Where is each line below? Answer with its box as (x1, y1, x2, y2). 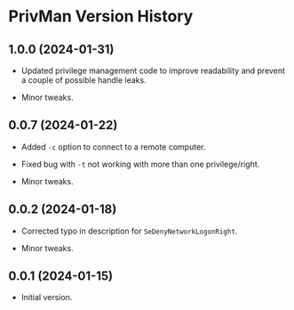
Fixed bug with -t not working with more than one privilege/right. (20, 159, 260, 169)
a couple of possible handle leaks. (20, 75, 147, 86)
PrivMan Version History (8, 6, 194, 27)
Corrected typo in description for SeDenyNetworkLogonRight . (20, 225, 238, 236)
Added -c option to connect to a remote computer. (20, 141, 206, 152)
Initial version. (20, 292, 73, 303)
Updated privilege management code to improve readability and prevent (20, 65, 286, 76)
